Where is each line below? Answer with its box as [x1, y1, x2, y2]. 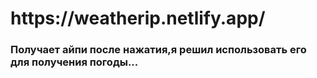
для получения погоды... [10, 55, 139, 69]
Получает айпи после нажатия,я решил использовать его [10, 43, 307, 57]
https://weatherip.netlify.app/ [10, 7, 266, 30]
